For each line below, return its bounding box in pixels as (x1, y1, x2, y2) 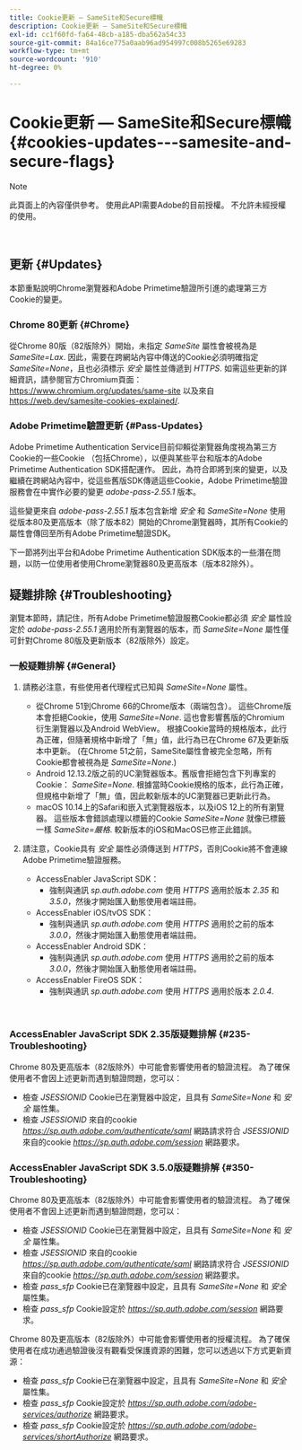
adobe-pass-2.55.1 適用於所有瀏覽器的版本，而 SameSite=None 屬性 (26, 624, 281, 635)
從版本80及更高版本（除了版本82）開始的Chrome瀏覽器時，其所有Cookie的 (9, 517, 289, 528)
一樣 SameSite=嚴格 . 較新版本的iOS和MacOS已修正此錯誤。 (35, 824, 257, 835)
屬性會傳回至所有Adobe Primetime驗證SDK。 (9, 528, 177, 539)
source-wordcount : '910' (9, 55, 102, 64)
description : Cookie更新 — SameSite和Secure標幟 (9, 22, 188, 31)
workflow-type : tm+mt (9, 47, 91, 56)
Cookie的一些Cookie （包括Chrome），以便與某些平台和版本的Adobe (9, 453, 263, 463)
